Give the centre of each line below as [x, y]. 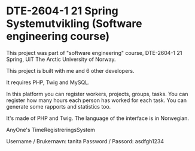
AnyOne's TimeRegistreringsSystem [51, 130]
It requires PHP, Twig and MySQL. [48, 82]
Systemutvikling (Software [74, 24]
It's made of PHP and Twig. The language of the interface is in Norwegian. [98, 118]
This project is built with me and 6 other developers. [70, 70]
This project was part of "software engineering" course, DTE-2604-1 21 [94, 53]
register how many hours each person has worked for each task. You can [97, 100]
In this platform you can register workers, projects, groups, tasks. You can [97, 94]
